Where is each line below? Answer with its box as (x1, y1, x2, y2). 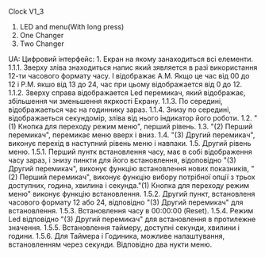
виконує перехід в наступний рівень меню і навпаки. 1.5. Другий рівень (8, 139, 252, 148)
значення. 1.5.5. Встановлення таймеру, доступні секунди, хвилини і (8, 223, 240, 232)
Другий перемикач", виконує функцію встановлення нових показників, (8, 164, 250, 173)
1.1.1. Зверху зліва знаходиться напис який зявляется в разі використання (8, 63, 258, 72)
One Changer (19, 31, 64, 40)
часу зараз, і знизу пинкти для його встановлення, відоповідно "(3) (8, 155, 236, 165)
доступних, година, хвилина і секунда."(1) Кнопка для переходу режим (8, 181, 250, 190)
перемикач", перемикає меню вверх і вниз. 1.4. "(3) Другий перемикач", (8, 130, 255, 140)
